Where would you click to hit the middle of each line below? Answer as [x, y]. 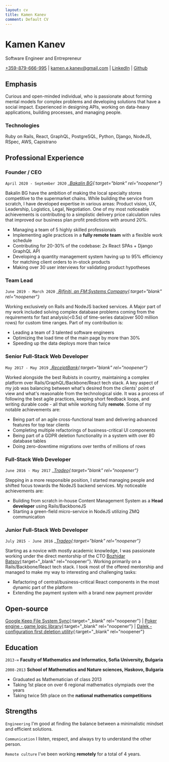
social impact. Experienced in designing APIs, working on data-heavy [78, 107]
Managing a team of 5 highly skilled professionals [64, 230]
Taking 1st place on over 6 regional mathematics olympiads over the [83, 685]
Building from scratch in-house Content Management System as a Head [88, 501]
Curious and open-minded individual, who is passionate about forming [79, 96]
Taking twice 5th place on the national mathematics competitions [82, 695]
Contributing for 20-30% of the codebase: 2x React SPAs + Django [82, 246]
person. [13, 744]
